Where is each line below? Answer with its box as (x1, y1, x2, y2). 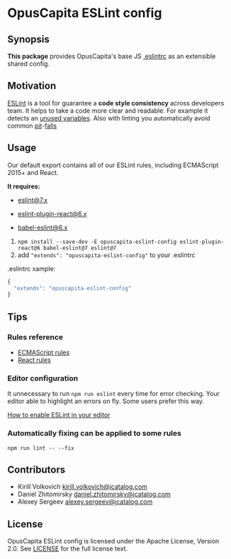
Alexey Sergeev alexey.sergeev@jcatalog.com (17, 497, 153, 506)
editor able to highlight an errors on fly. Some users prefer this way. (7, 397, 204, 405)
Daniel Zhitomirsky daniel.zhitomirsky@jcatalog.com (17, 490, 171, 499)
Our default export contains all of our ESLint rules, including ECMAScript (7, 161, 219, 169)
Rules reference (7, 332, 64, 341)
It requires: (7, 182, 40, 191)
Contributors (7, 463, 66, 475)
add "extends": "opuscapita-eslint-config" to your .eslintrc (17, 250, 196, 259)
